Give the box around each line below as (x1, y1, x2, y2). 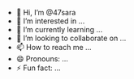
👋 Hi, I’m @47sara (15, 8, 76, 17)
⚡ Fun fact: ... (15, 63, 61, 73)
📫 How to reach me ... (15, 43, 92, 52)
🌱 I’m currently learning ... (15, 25, 103, 34)
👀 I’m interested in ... (15, 16, 85, 26)
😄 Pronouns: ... (15, 54, 69, 64)
